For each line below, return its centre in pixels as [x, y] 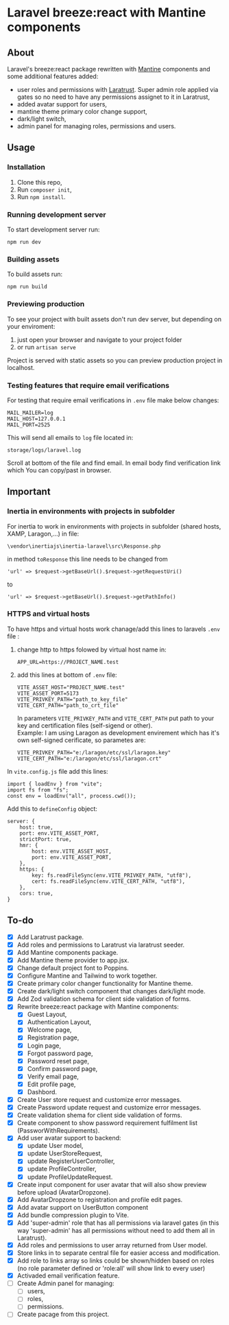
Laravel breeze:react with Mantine [107, 13]
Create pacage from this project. [63, 1314]
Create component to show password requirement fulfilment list [107, 1123]
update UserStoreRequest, [65, 1153]
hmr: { [29, 845]
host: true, [36, 827]
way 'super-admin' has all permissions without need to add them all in [116, 1230]
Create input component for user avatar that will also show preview [112, 1184]
